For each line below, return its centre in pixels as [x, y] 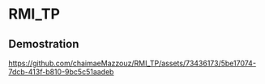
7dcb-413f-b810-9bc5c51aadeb [61, 72]
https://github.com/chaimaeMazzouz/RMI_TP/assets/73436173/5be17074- [132, 63]
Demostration [44, 44]
